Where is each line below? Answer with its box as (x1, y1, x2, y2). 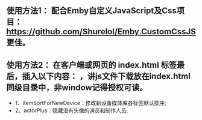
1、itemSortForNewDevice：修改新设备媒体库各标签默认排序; (14, 100, 167, 107)
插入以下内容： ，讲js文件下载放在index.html (22, 71, 191, 81)
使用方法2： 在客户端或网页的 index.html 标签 (6, 59, 177, 70)
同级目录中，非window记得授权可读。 (6, 82, 148, 92)
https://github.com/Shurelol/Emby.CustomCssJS (6, 26, 196, 37)
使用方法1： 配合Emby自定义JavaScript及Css (6, 5, 177, 16)
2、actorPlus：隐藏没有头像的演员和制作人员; (14, 107, 128, 114)
